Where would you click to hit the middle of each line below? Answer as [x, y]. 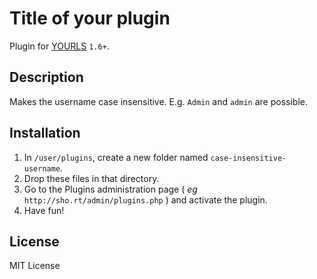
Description [46, 77]
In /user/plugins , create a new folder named [116, 157]
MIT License [35, 266]
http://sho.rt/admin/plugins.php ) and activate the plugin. [145, 199]
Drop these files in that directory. [91, 178]
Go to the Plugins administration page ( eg [110, 189]
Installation [45, 133]
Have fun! [44, 210]
